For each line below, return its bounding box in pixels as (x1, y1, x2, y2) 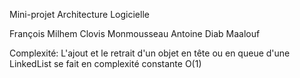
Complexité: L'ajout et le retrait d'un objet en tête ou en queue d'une (9, 47, 291, 59)
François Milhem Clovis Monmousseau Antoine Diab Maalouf (9, 28, 261, 39)
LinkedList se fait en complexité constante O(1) (9, 58, 202, 69)
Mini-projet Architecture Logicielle (9, 9, 150, 20)
